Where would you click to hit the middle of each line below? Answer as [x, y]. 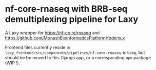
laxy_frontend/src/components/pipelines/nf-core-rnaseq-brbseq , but [75, 52]
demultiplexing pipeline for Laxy [72, 19]
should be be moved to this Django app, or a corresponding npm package [78, 57]
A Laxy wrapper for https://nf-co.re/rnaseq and [52, 33]
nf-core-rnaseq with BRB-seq [66, 9]
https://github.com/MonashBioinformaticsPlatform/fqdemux [65, 38]
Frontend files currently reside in [38, 47]
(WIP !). [13, 63]
